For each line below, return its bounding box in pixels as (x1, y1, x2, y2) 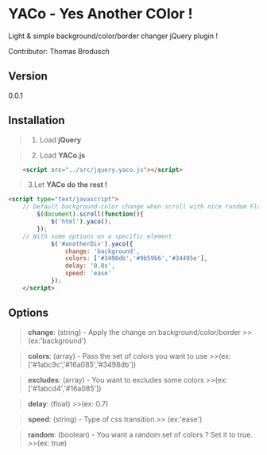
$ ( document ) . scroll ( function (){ (37, 210, 145, 219)
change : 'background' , (64, 247, 141, 255)
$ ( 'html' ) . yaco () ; (50, 218, 112, 226)
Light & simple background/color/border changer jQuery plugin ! (8, 31, 219, 41)
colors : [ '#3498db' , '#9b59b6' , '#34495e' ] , (64, 255, 208, 262)
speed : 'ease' (64, 270, 112, 278)
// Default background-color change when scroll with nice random (22, 203, 247, 211)
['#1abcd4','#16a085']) (27, 383, 102, 393)
